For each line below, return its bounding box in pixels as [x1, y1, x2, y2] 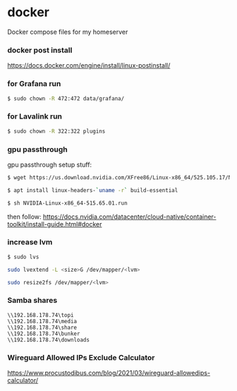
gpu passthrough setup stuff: [7, 160, 92, 169]
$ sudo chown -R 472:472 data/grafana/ [7, 95, 125, 102]
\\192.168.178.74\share [7, 324, 78, 331]
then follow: [7, 212, 42, 221]
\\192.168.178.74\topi [7, 311, 74, 318]
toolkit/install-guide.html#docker [7, 219, 102, 228]
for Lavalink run [7, 112, 62, 121]
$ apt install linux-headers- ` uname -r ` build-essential [7, 186, 178, 194]
